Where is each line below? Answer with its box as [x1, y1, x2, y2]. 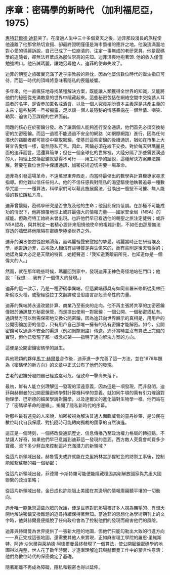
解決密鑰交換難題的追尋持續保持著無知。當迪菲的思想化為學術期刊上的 [14, 511, 160, 517]
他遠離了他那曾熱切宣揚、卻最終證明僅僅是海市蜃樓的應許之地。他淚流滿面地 [5, 41, 165, 47]
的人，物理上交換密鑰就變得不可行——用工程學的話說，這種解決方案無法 [5, 155, 156, 162]
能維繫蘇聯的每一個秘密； [5, 460, 59, 466]
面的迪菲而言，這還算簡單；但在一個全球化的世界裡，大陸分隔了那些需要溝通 [5, 149, 165, 155]
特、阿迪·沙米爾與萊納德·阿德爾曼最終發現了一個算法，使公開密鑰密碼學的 [5, 541, 159, 547]
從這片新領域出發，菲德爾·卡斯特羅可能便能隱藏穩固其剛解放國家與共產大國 [5, 470, 162, 476]
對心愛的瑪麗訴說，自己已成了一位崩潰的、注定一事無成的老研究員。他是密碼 [5, 48, 165, 54]
